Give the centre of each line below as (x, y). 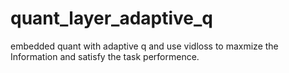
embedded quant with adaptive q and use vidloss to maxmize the (144, 46)
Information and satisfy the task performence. (105, 56)
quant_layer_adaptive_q (112, 18)
